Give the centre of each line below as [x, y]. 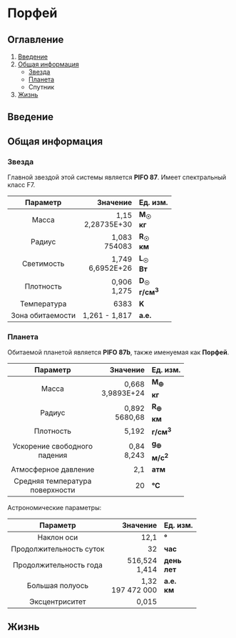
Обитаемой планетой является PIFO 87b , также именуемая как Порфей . [118, 352]
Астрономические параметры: [55, 507]
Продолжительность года [58, 564]
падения [53, 455]
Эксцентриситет [58, 602]
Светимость [43, 264]
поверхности [52, 489]
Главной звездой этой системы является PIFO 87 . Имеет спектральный [117, 177]
